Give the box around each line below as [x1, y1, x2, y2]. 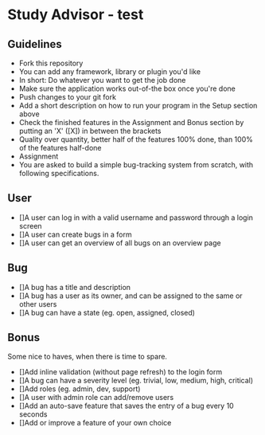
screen [18, 221, 42, 230]
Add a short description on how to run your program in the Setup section [18, 101, 258, 110]
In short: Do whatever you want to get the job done [18, 76, 186, 84]
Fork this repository [18, 58, 84, 68]
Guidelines [7, 37, 62, 51]
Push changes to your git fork [18, 92, 117, 101]
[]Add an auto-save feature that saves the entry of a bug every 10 [18, 401, 234, 411]
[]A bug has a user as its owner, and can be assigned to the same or [18, 291, 244, 300]
